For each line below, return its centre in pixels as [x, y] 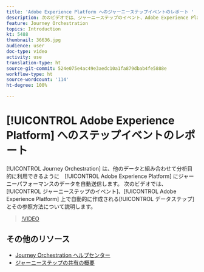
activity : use [24, 57]
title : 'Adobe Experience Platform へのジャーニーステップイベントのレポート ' [100, 12]
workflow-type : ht [29, 74]
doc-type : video [27, 52]
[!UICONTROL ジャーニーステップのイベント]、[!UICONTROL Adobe [91, 191]
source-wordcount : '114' [38, 80]
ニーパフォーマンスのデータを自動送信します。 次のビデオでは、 [87, 183]
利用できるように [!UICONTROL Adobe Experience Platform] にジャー [105, 176]
